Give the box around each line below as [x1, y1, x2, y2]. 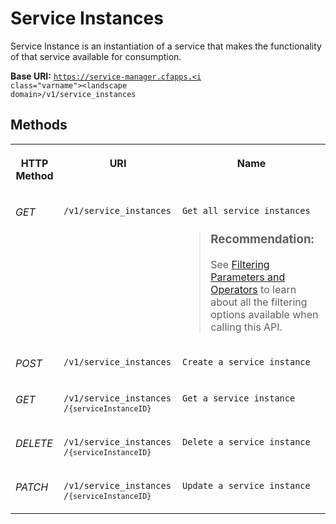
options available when [210, 307, 319, 321]
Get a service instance [182, 392, 296, 404]
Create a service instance [182, 356, 311, 367]
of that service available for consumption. [10, 50, 182, 62]
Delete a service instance [182, 436, 311, 447]
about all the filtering [210, 295, 308, 309]
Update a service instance [182, 480, 311, 491]
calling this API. [210, 320, 283, 334]
